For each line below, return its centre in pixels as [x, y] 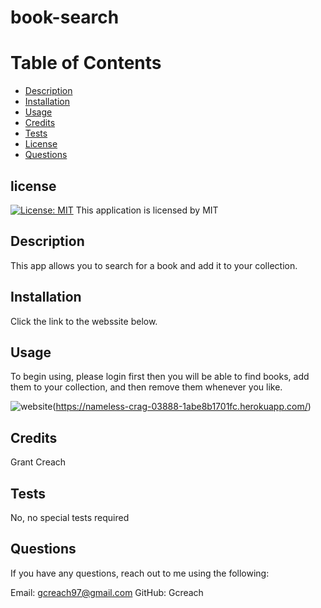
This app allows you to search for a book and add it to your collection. [154, 265]
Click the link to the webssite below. [84, 321]
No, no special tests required [70, 517]
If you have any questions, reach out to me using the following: [140, 573]
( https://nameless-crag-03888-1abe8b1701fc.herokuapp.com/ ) [182, 407]
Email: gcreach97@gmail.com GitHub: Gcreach [107, 592]
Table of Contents [86, 63]
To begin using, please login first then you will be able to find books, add [160, 377]
